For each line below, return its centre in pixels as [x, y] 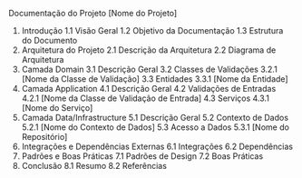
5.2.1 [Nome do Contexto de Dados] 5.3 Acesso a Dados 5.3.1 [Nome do [155, 127]
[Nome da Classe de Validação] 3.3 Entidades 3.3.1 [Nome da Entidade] [155, 79]
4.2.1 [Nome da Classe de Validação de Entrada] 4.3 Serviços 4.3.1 [145, 98]
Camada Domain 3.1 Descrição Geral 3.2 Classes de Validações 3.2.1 [149, 69]
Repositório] [44, 137]
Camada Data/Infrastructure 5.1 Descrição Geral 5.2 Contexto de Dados [155, 118]
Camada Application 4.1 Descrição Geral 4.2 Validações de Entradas [149, 89]
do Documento [49, 40]
